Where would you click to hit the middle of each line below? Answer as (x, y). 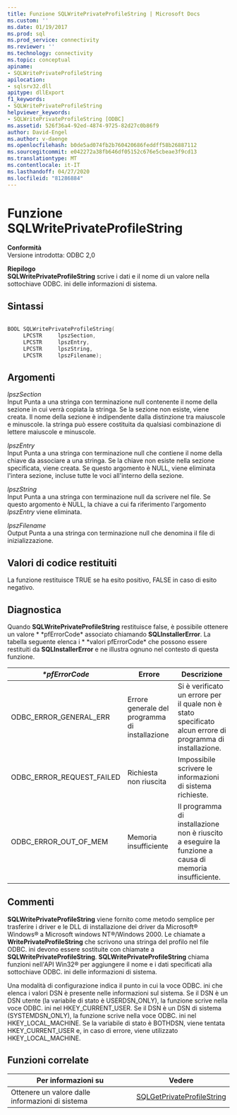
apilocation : (26, 80)
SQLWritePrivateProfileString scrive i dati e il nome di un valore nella (109, 276)
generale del (148, 708)
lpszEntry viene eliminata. (45, 512)
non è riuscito (200, 833)
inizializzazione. (31, 541)
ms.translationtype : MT (42, 159)
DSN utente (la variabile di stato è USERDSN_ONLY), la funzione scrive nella (117, 1000)
